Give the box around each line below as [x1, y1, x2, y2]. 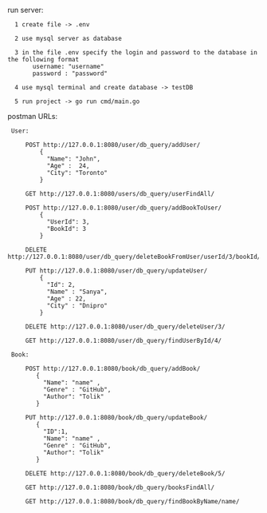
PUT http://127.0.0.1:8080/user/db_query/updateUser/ [25, 267, 208, 275]
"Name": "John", [46, 155, 101, 163]
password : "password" [32, 70, 108, 78]
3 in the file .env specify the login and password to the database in [14, 49, 258, 57]
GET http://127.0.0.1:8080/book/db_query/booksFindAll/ [25, 483, 215, 491]
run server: [7, 6, 44, 14]
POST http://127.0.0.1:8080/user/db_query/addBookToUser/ [25, 204, 222, 212]
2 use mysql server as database [14, 34, 123, 42]
